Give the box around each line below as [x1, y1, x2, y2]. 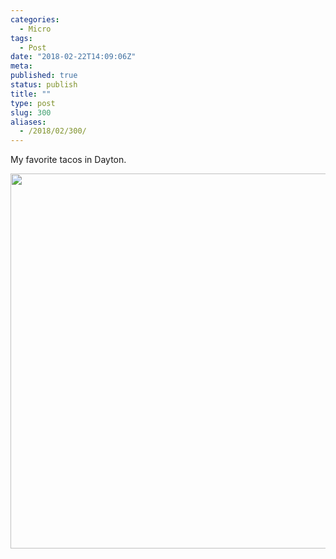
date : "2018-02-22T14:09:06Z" [10, 52, 137, 62]
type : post [10, 98, 56, 108]
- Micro [19, 24, 52, 34]
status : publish [10, 80, 78, 90]
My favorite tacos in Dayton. [10, 154, 127, 166]
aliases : [10, 117, 47, 127]
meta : [10, 61, 33, 71]
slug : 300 [10, 107, 52, 118]
